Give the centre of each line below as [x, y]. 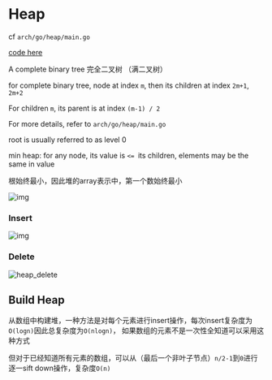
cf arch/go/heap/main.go [50, 37]
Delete [22, 257]
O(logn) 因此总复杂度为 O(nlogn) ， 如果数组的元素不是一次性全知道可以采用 [133, 330]
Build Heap [37, 300]
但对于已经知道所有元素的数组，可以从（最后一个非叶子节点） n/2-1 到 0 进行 [133, 358]
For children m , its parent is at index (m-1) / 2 [84, 108]
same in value [32, 164]
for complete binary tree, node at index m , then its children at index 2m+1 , [129, 85]
